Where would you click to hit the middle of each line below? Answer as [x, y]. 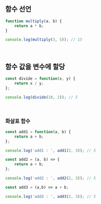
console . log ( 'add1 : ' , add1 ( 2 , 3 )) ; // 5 [50, 150]
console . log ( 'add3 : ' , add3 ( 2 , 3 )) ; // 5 [50, 196]
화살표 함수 [18, 121]
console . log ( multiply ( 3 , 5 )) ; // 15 [44, 40]
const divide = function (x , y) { [40, 79]
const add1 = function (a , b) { [38, 132]
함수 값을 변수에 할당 [35, 67]
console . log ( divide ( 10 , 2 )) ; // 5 [42, 97]
